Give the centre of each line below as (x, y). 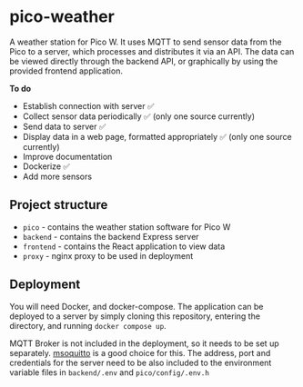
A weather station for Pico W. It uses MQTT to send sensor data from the (146, 42)
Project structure (59, 205)
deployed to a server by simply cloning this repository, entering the (135, 316)
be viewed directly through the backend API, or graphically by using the (144, 61)
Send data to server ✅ (64, 126)
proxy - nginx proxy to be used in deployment (108, 255)
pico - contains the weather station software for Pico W (126, 227)
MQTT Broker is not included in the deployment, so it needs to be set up (144, 343)
